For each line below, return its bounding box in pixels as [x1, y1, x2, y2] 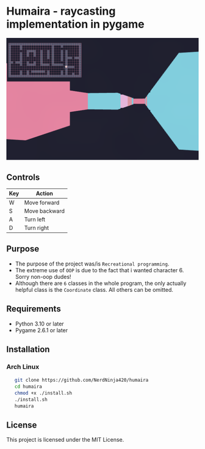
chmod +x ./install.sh [14, 390, 72, 396]
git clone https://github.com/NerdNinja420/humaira [14, 377, 149, 384]
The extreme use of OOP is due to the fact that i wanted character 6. [15, 266, 184, 273]
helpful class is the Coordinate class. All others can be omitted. [15, 286, 174, 293]
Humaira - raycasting [6, 4, 116, 18]
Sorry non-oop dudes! [15, 273, 71, 280]
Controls [6, 172, 40, 182]
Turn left [24, 216, 46, 223]
